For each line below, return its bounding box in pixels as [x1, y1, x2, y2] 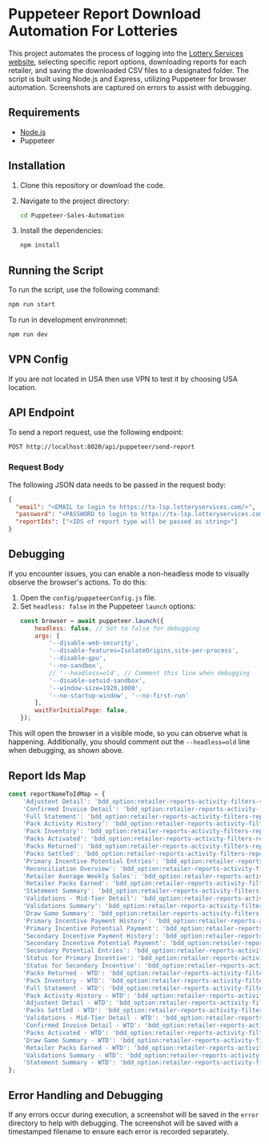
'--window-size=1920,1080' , [49, 684, 143, 692]
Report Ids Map [8, 768, 86, 783]
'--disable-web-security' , [49, 639, 139, 647]
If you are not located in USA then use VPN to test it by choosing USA [8, 374, 238, 384]
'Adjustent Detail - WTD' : [22, 999, 113, 1008]
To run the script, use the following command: [8, 285, 160, 295]
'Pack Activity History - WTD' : [22, 991, 130, 999]
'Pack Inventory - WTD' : [22, 976, 106, 984]
